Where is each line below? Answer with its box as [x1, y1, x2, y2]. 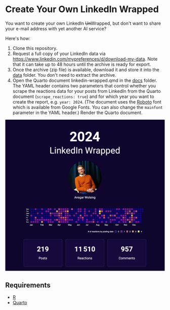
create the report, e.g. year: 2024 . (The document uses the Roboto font [12, 98, 162, 105]
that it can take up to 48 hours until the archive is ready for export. [12, 61, 151, 67]
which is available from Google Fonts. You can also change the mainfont [12, 104, 163, 110]
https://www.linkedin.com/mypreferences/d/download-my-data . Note [12, 56, 158, 62]
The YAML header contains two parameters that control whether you [12, 82, 156, 89]
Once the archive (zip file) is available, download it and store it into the [12, 67, 159, 73]
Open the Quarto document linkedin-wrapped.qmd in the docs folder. [12, 77, 157, 83]
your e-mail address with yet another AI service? [5, 25, 107, 31]
